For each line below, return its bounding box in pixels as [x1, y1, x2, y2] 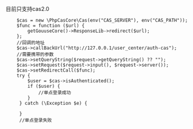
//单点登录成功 [38, 90, 71, 96]
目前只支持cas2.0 [5, 5, 50, 12]
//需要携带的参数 [16, 51, 54, 58]
